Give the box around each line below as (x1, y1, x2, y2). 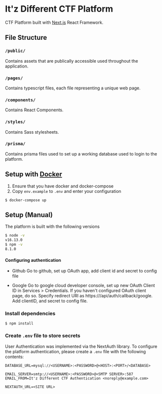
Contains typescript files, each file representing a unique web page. (5, 85, 141, 91)
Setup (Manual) (5, 211, 53, 219)
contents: (5, 354, 24, 360)
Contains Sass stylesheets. (5, 129, 59, 135)
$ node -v (5, 233, 25, 238)
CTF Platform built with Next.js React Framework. (5, 19, 103, 25)
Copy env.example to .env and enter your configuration (12, 188, 121, 194)
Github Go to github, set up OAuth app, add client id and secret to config (12, 268, 157, 274)
